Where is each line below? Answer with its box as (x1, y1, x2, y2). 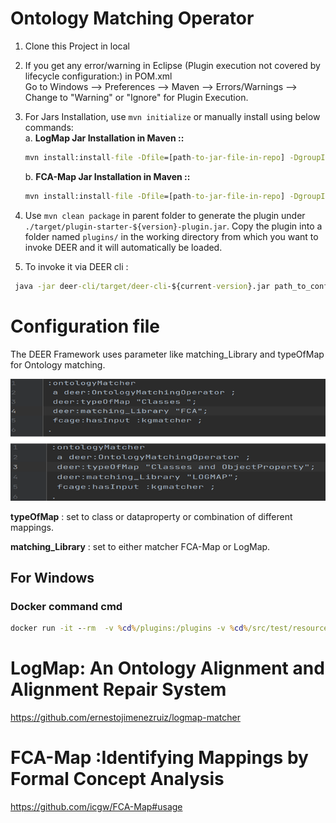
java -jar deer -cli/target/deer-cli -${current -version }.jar (14, 281, 271, 291)
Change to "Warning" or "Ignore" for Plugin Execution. (24, 91, 249, 103)
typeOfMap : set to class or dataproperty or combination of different (10, 510, 293, 522)
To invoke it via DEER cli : (24, 260, 129, 272)
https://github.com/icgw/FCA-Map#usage (10, 801, 183, 812)
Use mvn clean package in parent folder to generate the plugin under (24, 209, 306, 221)
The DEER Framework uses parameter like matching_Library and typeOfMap (10, 348, 325, 360)
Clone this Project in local (24, 40, 130, 52)
